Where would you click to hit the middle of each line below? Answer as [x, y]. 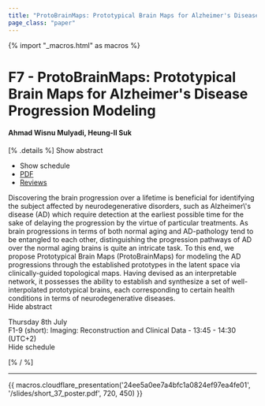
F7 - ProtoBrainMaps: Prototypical [122, 77]
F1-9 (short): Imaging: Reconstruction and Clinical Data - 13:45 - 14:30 [122, 330]
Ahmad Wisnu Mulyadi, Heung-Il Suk [70, 133]
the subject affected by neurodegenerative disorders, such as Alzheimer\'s [129, 206]
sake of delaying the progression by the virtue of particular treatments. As [128, 222]
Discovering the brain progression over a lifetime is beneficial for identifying [131, 197]
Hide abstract [30, 306]
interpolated [28, 289]
